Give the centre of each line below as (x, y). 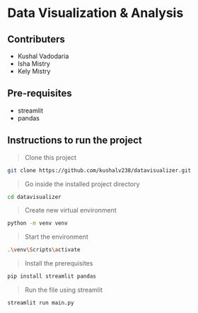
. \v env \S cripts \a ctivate (44, 250)
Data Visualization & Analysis (95, 13)
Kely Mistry (34, 71)
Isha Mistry (34, 64)
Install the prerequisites (59, 263)
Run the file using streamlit (63, 290)
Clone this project (50, 157)
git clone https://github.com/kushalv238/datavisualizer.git (99, 170)
